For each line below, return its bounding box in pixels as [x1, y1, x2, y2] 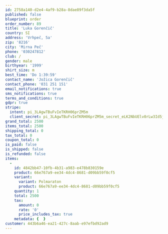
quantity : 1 [14, 188, 39, 193]
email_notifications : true [5, 86, 61, 91]
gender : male [5, 58, 32, 63]
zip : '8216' [5, 40, 30, 45]
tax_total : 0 [5, 133, 32, 138]
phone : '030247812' [5, 49, 46, 54]
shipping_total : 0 [5, 128, 43, 133]
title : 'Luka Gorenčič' [5, 26, 55, 31]
